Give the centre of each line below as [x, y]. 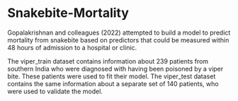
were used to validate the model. [55, 91]
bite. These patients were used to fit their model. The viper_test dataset [112, 76]
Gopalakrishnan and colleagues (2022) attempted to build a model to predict [119, 32]
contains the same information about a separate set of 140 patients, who [113, 83]
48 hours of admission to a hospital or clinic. [72, 47]
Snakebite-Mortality [68, 13]
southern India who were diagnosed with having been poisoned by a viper [115, 69]
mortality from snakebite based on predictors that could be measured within [118, 40]
